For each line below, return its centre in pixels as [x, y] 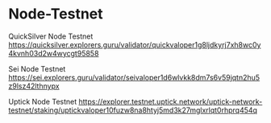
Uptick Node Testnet [43, 101]
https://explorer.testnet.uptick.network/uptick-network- [171, 101]
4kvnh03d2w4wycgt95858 [54, 53]
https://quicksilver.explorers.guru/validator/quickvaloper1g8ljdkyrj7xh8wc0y [135, 44]
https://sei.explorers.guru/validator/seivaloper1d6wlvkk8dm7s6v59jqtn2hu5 [134, 77]
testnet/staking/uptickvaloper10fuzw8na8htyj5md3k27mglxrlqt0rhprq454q [133, 110]
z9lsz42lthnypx [34, 86]
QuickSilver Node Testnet [51, 36]
